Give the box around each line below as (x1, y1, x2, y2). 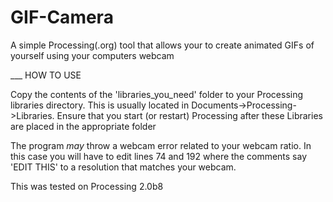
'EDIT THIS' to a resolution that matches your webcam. (10, 161, 237, 173)
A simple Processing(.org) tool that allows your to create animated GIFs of (10, 39, 315, 51)
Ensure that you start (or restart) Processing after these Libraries (56, 109, 323, 121)
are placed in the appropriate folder (10, 120, 157, 132)
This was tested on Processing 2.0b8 (10, 180, 164, 192)
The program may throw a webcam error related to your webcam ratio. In (10, 139, 312, 151)
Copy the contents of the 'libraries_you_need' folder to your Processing (10, 88, 304, 100)
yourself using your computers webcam (10, 49, 175, 61)
